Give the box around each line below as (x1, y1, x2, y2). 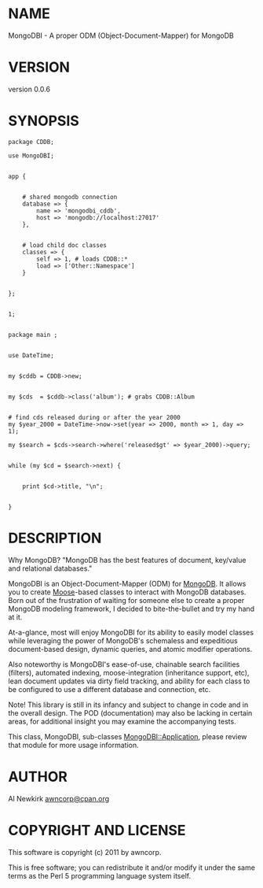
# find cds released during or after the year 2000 (8, 413, 181, 421)
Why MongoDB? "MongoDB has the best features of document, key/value (8, 555, 247, 564)
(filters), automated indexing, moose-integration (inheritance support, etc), (8, 668, 250, 677)
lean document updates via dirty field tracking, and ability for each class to (8, 676, 250, 686)
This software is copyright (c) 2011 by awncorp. (8, 847, 162, 857)
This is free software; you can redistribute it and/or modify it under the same (8, 863, 255, 872)
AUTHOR (8, 768, 68, 786)
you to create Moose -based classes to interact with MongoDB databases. (8, 587, 247, 597)
